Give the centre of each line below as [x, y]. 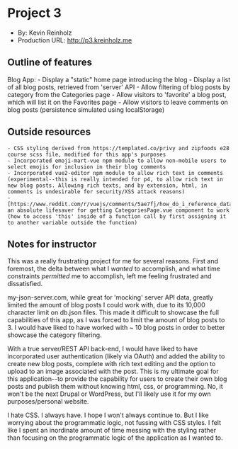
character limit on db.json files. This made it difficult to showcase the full [113, 312]
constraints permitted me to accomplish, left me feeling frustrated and [109, 276]
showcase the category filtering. [55, 335]
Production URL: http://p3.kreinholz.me [75, 40]
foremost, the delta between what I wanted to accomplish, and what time [114, 269]
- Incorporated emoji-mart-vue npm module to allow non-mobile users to [117, 161]
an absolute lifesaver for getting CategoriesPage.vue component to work [119, 210]
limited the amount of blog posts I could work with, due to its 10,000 [106, 305]
